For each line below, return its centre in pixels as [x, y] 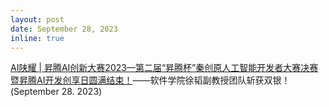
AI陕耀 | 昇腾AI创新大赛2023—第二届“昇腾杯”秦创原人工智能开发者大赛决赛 [164, 68]
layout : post [37, 19]
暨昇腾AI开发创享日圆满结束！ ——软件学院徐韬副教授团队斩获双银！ [150, 80]
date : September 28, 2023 [64, 29]
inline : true [37, 38]
